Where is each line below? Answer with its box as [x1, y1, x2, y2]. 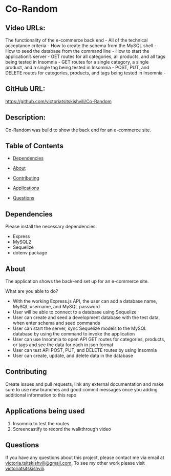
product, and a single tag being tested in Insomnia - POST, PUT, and [5, 65, 149, 70]
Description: [5, 113, 46, 122]
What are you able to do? [5, 288, 58, 294]
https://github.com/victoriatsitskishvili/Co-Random [5, 98, 112, 104]
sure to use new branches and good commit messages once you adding [5, 386, 158, 392]
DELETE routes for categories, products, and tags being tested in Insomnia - [5, 70, 166, 76]
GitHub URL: [5, 85, 46, 93]
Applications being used [5, 407, 85, 415]
